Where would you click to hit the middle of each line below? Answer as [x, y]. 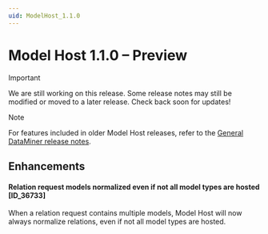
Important [24, 78]
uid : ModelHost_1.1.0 [44, 16]
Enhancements [47, 166]
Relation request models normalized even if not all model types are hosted [134, 187]
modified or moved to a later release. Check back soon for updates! [120, 102]
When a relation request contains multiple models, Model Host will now [125, 213]
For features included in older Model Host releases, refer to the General [126, 132]
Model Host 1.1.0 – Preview [98, 55]
